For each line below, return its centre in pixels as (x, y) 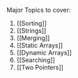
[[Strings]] (31, 31)
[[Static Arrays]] (40, 45)
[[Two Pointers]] (40, 67)
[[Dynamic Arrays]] (44, 52)
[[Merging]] (33, 38)
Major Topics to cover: (39, 10)
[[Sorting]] (31, 23)
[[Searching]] (36, 60)
